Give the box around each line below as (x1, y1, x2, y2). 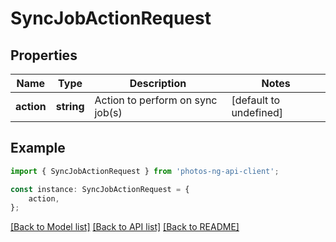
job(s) (94, 106, 123, 119)
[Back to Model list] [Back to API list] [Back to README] (10, 221, 240, 233)
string (55, 100, 85, 113)
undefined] (231, 106, 284, 119)
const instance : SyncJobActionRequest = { (10, 184, 190, 194)
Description (129, 77, 187, 90)
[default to (231, 93, 281, 107)
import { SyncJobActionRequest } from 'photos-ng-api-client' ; (10, 166, 280, 176)
